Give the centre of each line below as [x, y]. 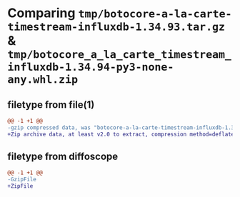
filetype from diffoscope [63, 157]
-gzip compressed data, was [49, 127]
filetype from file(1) [51, 105]
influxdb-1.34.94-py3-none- [91, 67]
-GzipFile [22, 180]
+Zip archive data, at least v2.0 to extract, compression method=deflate [121, 134]
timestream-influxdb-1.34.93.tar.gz [116, 27]
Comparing [41, 13]
